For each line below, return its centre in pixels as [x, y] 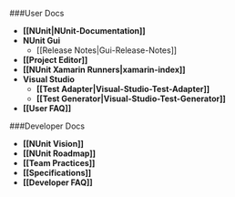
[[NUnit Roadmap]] [59, 153]
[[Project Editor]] [55, 60]
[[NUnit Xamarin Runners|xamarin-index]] [104, 69]
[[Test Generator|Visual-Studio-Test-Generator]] [131, 98]
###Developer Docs [47, 126]
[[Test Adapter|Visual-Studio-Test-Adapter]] [123, 89]
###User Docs [37, 13]
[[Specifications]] [57, 173]
